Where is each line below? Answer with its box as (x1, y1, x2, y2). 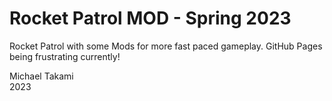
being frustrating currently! (9, 50, 121, 62)
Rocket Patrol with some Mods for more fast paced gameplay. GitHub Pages (9, 40, 323, 52)
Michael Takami (9, 70, 74, 82)
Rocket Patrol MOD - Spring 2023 (9, 7, 292, 30)
